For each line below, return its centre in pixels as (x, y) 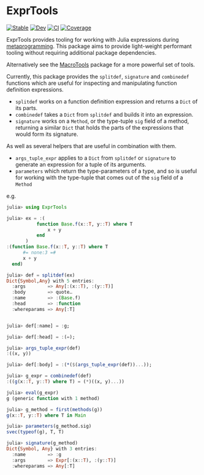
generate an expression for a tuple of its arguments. (81, 164)
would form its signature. (47, 134)
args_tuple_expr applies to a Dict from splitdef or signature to (96, 158)
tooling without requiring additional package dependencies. (81, 52)
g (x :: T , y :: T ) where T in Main (46, 415)
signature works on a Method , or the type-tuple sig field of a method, (102, 121)
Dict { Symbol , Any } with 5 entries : (51, 281)
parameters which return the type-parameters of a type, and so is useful (106, 171)
